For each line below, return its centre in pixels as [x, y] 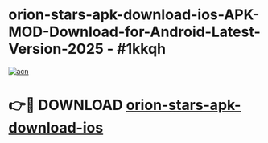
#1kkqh [141, 49]
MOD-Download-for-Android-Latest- [135, 32]
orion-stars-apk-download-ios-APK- [134, 15]
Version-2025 [56, 49]
